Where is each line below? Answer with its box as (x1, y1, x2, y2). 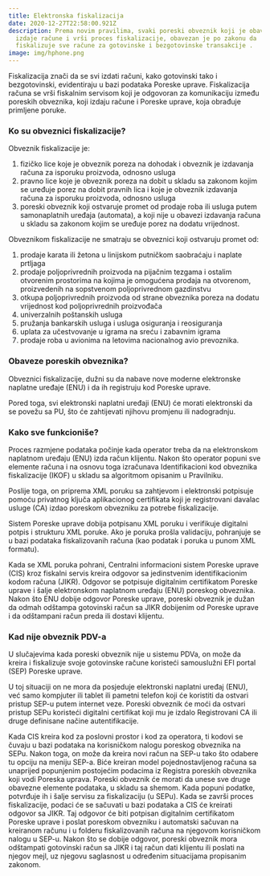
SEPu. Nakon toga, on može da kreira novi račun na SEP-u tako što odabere (8, 749, 259, 759)
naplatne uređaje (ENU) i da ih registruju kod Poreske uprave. (8, 383, 211, 392)
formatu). (8, 544, 39, 554)
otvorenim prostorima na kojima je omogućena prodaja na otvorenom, (19, 276, 252, 285)
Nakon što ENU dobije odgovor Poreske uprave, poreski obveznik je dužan (8, 594, 256, 604)
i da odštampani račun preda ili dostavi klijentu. (8, 611, 165, 620)
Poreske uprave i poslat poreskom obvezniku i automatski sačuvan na (8, 817, 239, 827)
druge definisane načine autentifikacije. (8, 716, 139, 726)
